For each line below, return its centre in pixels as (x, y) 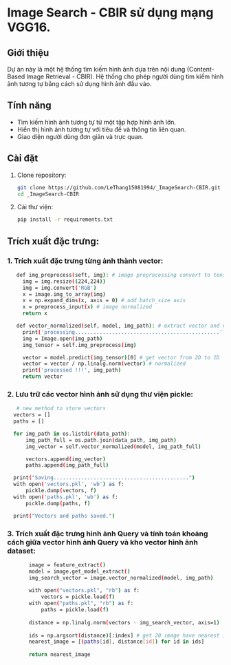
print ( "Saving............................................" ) (104, 478)
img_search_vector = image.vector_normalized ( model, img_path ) (121, 578)
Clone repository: (42, 175)
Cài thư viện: (35, 207)
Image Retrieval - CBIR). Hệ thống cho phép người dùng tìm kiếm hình (125, 76)
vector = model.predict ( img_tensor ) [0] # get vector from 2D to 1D (121, 357)
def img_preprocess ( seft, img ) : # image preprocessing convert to (113, 275)
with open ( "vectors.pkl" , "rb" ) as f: (84, 591)
